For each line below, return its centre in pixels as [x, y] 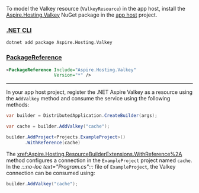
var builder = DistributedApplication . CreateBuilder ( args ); [82, 116]
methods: [18, 105]
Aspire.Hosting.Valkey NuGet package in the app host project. [82, 15]
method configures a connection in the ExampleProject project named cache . [99, 160]
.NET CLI [19, 30]
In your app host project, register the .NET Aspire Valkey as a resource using [99, 92]
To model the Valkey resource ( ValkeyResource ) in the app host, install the [96, 9]
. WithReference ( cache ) [53, 143]
